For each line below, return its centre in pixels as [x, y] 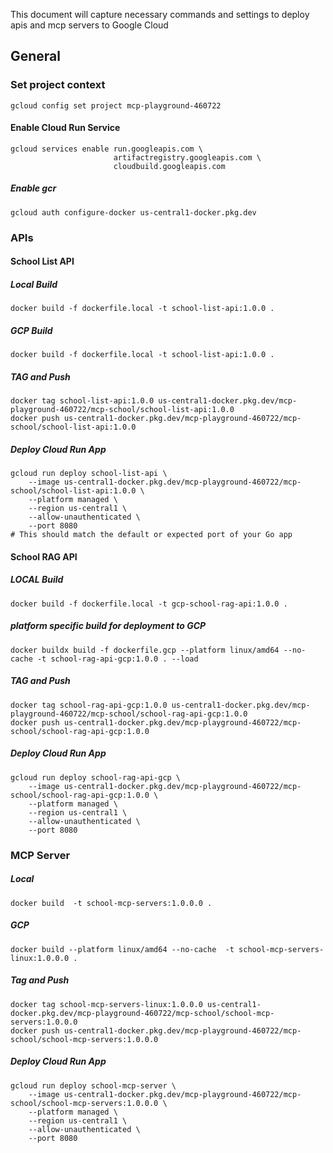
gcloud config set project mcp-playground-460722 [116, 105]
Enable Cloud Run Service [65, 128]
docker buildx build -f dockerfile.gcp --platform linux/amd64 [145, 650]
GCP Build [31, 330]
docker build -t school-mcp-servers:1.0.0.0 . [111, 903]
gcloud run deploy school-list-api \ [89, 474]
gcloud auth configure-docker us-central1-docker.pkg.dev [133, 212]
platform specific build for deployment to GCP [108, 626]
